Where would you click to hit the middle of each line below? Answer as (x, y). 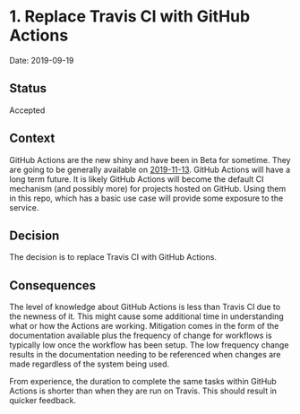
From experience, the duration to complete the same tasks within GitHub (143, 382)
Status (28, 88)
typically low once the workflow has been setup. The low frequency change (149, 345)
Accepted (27, 110)
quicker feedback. (43, 401)
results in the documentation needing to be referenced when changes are (145, 355)
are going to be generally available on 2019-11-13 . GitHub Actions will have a (150, 169)
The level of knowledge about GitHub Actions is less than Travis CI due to (145, 307)
